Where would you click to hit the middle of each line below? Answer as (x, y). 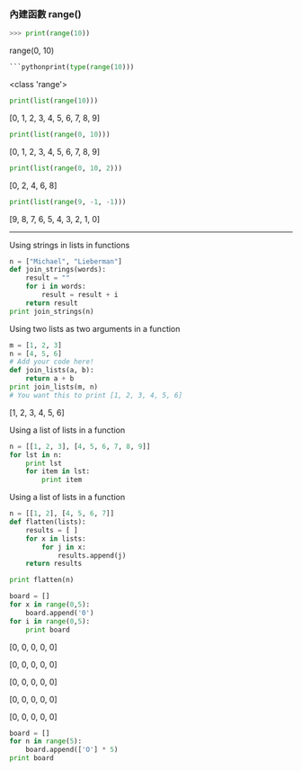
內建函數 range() (45, 13)
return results (54, 564)
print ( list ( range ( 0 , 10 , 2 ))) (66, 168)
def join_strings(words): (58, 270)
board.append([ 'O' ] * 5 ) (72, 750)
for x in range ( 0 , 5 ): (50, 605)
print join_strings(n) (52, 311)
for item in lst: (58, 471)
